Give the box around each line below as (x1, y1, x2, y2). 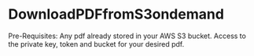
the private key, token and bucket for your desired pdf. (8, 39, 185, 48)
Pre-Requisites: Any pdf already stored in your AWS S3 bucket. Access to (8, 31, 246, 40)
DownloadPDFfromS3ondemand (8, 5, 224, 23)
